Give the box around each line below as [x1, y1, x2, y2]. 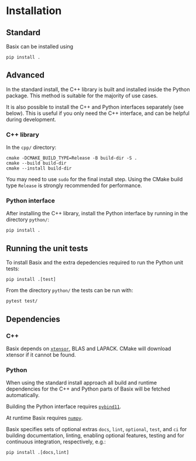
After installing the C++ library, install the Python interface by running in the [6, 210, 188, 217]
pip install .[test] [6, 277, 57, 283]
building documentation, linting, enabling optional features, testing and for [6, 432, 184, 439]
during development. [6, 116, 57, 123]
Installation [6, 4, 62, 18]
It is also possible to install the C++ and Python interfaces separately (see [6, 103, 184, 110]
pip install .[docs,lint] [6, 450, 69, 456]
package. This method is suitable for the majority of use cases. [6, 92, 158, 99]
